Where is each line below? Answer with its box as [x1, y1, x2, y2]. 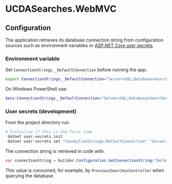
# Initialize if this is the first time [5, 129, 93, 134]
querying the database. [5, 172, 55, 179]
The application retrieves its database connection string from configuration [5, 37, 164, 43]
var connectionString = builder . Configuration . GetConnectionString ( [5, 158, 155, 163]
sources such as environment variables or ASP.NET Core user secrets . [5, 42, 154, 49]
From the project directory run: [5, 120, 70, 126]
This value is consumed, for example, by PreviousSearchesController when [5, 167, 164, 173]
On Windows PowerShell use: [5, 86, 68, 92]
